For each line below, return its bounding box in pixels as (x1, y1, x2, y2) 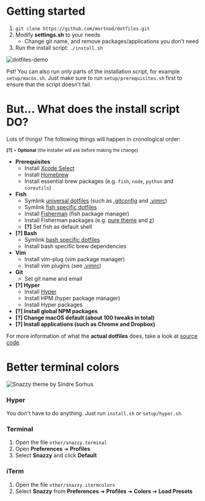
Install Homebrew (24, 171, 69, 178)
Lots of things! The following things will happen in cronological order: (6, 135, 181, 143)
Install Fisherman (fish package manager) (24, 210, 130, 217)
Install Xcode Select (24, 164, 75, 172)
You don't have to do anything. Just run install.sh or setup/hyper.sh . (6, 410, 183, 417)
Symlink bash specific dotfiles (24, 236, 100, 243)
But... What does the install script (6, 102, 180, 116)
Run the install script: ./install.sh (15, 44, 103, 51)
